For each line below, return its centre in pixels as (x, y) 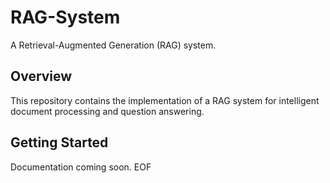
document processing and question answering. (107, 111)
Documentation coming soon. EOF (81, 167)
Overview (41, 76)
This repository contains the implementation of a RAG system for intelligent (165, 100)
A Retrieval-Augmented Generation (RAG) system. (113, 45)
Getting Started (59, 142)
